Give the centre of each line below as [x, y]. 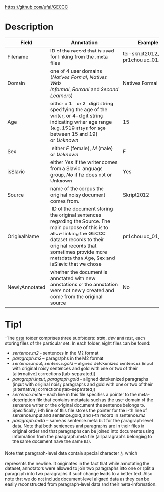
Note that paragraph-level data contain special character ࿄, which [71, 453]
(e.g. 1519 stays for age [78, 128]
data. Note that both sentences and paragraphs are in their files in [78, 426]
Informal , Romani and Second [84, 89]
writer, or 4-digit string [77, 116]
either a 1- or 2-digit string [82, 104]
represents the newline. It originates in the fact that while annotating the [77, 463]
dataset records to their [77, 239]
